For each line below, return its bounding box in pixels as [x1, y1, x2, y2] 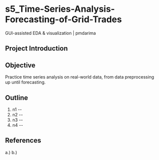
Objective [5, 61, 36, 69]
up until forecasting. [5, 80, 46, 85]
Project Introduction [5, 44, 68, 53]
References [5, 136, 41, 145]
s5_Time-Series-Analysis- [5, 3, 115, 15]
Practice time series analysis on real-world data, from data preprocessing [5, 74, 154, 80]
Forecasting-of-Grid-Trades [5, 14, 122, 25]
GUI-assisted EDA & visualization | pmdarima [5, 30, 96, 36]
